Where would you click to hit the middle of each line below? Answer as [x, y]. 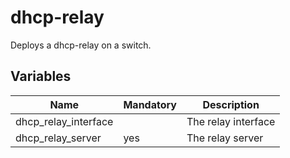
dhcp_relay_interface [64, 121]
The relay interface [231, 121]
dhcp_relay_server [58, 138]
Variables [41, 76]
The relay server [225, 138]
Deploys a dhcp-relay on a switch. [81, 45]
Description [231, 104]
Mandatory [150, 104]
